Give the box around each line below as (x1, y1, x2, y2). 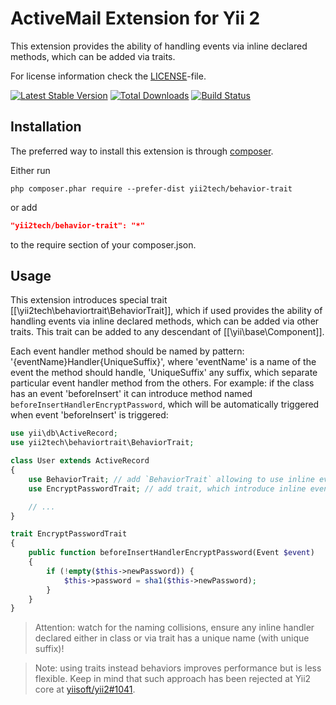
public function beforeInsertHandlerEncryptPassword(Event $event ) (28, 548, 315, 558)
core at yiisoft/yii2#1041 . (34, 683, 136, 696)
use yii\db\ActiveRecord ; (10, 428, 118, 439)
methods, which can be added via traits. (10, 50, 176, 62)
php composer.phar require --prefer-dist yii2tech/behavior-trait (10, 183, 293, 194)
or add (10, 201, 38, 213)
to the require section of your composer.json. (10, 238, 197, 251)
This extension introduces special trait (10, 294, 168, 306)
